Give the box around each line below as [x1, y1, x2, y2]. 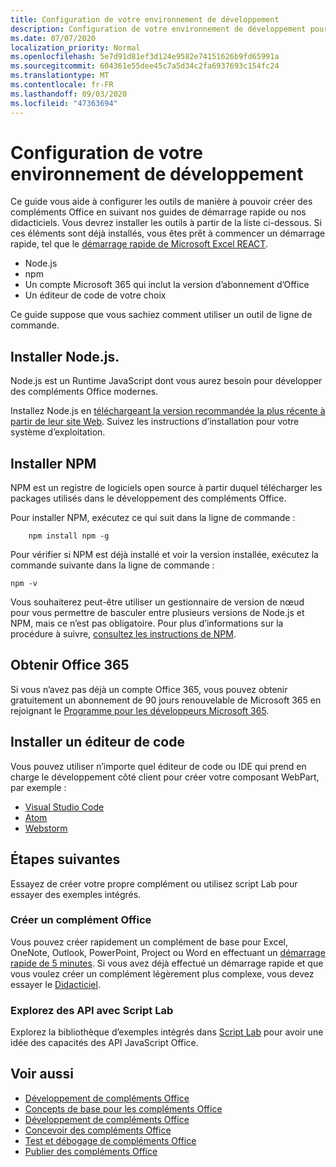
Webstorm [24, 822, 68, 834]
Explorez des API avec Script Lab [10, 1003, 174, 1017]
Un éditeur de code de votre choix [24, 289, 167, 301]
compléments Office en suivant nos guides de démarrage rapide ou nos [10, 206, 307, 218]
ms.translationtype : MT [10, 71, 110, 81]
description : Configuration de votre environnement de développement [10, 24, 307, 34]
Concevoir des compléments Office [24, 1124, 172, 1136]
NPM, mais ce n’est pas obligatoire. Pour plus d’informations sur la [10, 617, 284, 630]
